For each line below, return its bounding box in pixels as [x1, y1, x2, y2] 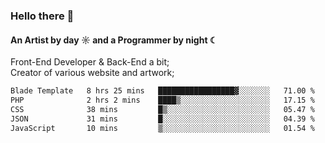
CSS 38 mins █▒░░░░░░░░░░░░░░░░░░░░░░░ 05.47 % [10, 104, 315, 114]
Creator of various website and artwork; [10, 67, 175, 79]
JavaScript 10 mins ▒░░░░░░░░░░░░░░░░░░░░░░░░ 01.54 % [10, 123, 315, 133]
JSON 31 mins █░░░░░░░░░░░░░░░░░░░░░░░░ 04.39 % [10, 114, 315, 124]
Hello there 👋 [10, 9, 75, 23]
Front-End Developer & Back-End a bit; [10, 56, 170, 68]
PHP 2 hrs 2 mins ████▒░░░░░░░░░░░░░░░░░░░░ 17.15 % [10, 95, 315, 105]
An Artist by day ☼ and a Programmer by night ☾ [10, 34, 218, 46]
